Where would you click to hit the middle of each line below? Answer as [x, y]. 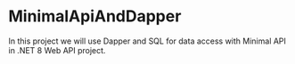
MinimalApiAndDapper [95, 16]
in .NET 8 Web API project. [57, 50]
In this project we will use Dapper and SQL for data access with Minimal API [147, 41]
